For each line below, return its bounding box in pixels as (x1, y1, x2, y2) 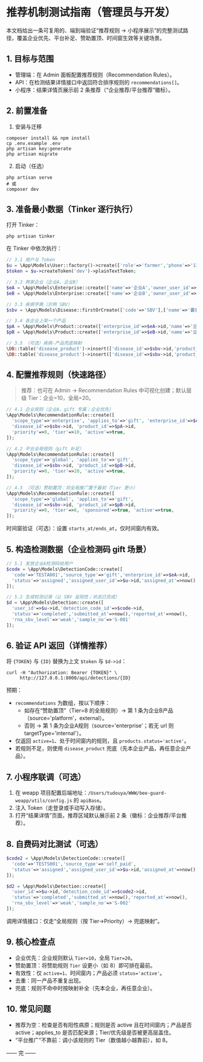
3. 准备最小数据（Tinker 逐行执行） (6, 204, 138, 214)
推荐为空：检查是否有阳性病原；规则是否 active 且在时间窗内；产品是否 (14, 1021, 192, 1028)
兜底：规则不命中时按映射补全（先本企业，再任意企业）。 (14, 984, 156, 992)
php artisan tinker (6, 233, 56, 239)
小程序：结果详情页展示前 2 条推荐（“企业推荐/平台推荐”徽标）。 (14, 86, 174, 93)
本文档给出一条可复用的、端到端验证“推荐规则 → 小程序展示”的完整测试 (6, 27, 183, 34)
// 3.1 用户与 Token (6, 257, 56, 263)
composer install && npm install (6, 135, 91, 141)
